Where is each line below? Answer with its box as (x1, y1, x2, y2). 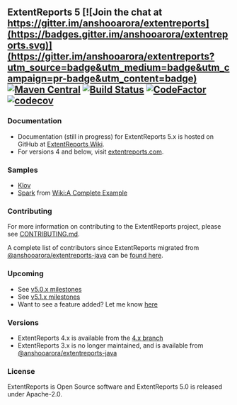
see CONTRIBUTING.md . (7, 230, 80, 239)
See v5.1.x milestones (17, 292, 81, 301)
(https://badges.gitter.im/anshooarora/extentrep (7, 28, 229, 40)
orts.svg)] (7, 40, 53, 52)
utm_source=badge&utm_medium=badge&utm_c (7, 62, 230, 74)
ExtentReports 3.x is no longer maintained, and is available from (17, 341, 204, 350)
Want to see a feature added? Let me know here (17, 300, 158, 308)
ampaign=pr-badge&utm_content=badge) (7, 73, 197, 85)
